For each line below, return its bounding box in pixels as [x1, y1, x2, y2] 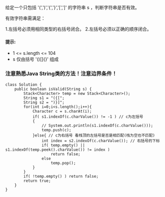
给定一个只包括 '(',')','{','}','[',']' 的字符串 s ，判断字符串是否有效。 [5, 5, 140, 10]
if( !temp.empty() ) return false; [23, 174, 99, 179]
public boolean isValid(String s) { [14, 86, 92, 91]
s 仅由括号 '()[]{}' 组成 [12, 56, 59, 62]
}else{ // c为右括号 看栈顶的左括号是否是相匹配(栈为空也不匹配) [32, 133, 155, 138]
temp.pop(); [50, 160, 76, 166]
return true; [23, 178, 51, 183]
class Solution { [5, 82, 42, 87]
